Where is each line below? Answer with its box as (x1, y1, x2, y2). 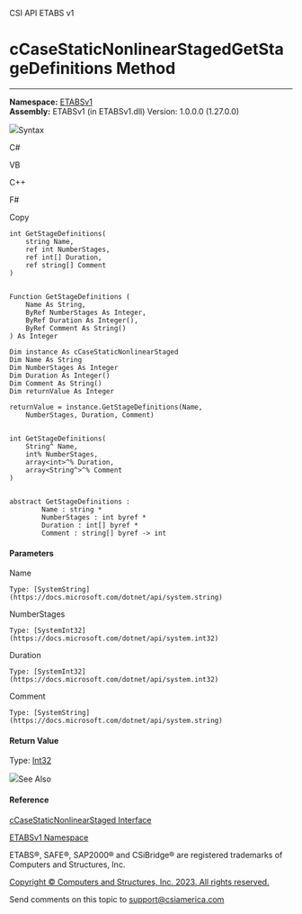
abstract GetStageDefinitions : (9, 497, 130, 506)
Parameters (9, 547, 54, 558)
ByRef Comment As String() (25, 323, 127, 332)
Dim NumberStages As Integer (9, 363, 119, 372)
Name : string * (41, 504, 102, 514)
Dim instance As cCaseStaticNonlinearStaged (9, 347, 179, 357)
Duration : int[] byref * (41, 520, 139, 529)
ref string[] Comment (25, 260, 106, 269)
